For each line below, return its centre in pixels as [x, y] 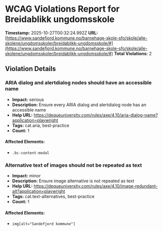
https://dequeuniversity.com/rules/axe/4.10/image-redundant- [96, 186]
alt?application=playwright [39, 192]
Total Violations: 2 [133, 53]
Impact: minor [26, 176]
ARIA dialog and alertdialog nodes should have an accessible [78, 83]
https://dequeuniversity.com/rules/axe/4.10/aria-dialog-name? [96, 115]
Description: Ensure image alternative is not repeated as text [73, 181]
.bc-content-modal [31, 153]
